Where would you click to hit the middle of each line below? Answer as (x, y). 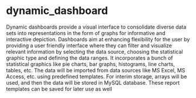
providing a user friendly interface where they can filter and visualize (89, 45)
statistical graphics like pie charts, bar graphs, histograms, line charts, (91, 64)
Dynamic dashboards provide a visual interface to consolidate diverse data (96, 27)
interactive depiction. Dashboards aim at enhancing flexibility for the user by (98, 39)
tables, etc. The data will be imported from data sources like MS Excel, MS (96, 70)
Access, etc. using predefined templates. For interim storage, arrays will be (97, 76)
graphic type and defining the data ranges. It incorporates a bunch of (90, 58)
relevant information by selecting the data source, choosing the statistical (94, 51)
